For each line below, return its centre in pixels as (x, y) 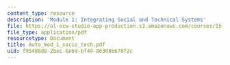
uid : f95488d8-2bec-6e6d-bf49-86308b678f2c (70, 51)
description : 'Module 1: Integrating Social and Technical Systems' (107, 20)
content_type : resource (41, 13)
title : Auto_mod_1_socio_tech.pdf (56, 45)
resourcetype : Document (41, 39)
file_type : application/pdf (47, 32)
